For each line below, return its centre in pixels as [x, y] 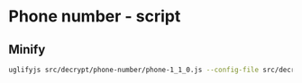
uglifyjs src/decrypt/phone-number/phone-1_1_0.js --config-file [133, 70]
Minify [27, 50]
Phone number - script [95, 17]
